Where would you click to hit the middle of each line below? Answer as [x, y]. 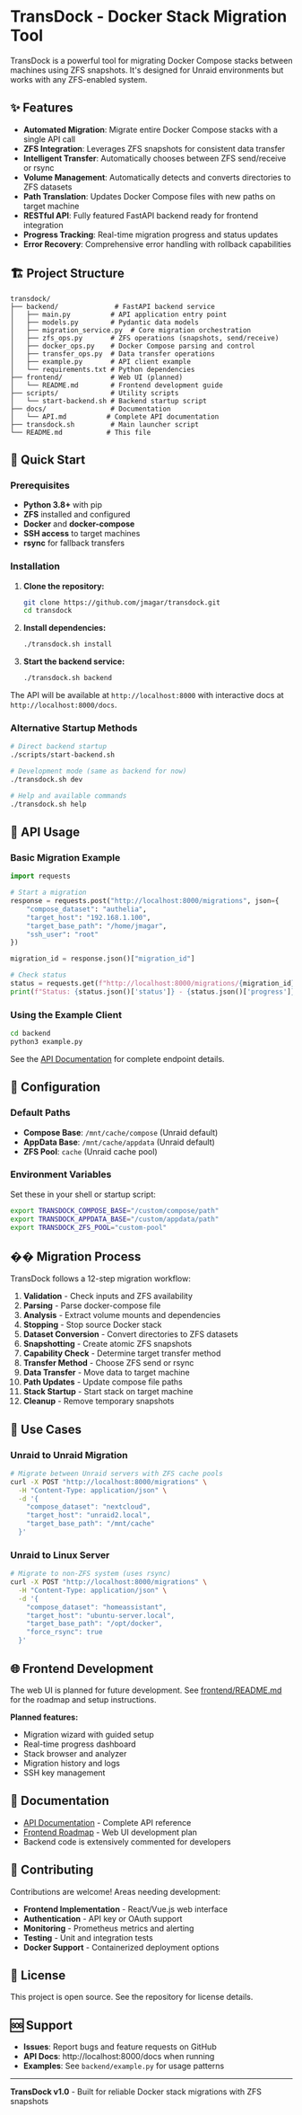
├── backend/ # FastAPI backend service [113, 306]
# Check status [39, 975]
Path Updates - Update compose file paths [103, 1382]
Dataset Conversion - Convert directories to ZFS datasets [130, 1334]
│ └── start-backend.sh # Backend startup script [108, 401]
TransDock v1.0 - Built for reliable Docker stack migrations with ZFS [136, 2092]
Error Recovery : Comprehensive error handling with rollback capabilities [157, 243]
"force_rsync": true [65, 1633]
